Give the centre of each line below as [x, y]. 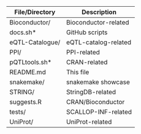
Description [99, 12]
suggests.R [25, 102]
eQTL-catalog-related [99, 42]
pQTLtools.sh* [31, 62]
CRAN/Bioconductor [96, 102]
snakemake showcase [98, 82]
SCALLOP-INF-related [99, 112]
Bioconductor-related [98, 22]
